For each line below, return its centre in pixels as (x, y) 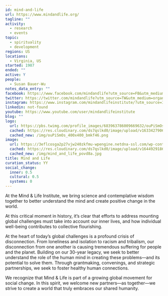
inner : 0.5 (21, 172)
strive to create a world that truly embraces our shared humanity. (72, 288)
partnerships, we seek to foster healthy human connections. (67, 268)
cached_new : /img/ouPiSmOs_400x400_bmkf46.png (59, 135)
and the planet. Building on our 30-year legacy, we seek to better (72, 252)
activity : (15, 24)
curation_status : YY (27, 163)
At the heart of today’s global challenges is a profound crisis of (70, 236)
